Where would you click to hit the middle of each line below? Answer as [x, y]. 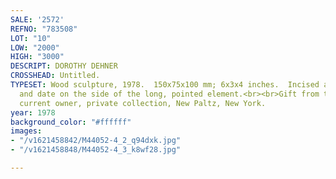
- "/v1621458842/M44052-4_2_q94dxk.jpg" [96, 141]
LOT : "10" [31, 38]
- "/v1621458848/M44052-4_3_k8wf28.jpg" [96, 150]
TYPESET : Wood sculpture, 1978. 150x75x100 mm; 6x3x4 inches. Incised [165, 85]
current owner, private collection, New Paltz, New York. [143, 103]
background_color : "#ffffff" [71, 122]
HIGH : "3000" [37, 57]
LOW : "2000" [35, 47]
